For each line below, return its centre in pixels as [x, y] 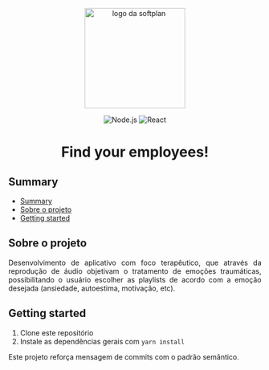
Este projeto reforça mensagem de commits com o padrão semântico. [124, 356]
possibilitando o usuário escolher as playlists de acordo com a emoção [135, 279]
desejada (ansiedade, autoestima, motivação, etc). [92, 288]
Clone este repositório [57, 332]
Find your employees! [135, 152]
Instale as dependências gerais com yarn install [102, 341]
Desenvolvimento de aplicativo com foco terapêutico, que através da [135, 262]
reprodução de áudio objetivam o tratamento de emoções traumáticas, [135, 271]
